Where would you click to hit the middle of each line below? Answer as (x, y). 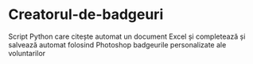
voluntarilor (27, 53)
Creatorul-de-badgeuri (86, 15)
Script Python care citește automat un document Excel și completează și (127, 36)
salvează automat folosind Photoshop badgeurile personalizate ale (117, 44)
